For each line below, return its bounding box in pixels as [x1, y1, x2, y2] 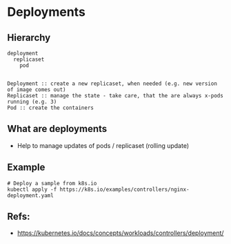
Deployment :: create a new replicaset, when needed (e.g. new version [7, 80, 217, 87]
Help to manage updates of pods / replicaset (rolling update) [17, 141, 190, 149]
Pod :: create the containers [7, 104, 94, 111]
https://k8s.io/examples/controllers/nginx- [59, 186, 190, 193]
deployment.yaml [7, 191, 54, 199]
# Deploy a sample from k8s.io [7, 180, 97, 187]
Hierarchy [7, 32, 51, 44]
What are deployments [7, 123, 108, 135]
